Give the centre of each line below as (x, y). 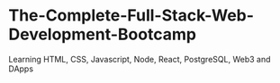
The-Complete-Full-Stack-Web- (131, 16)
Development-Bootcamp (103, 34)
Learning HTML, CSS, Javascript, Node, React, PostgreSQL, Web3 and (140, 59)
